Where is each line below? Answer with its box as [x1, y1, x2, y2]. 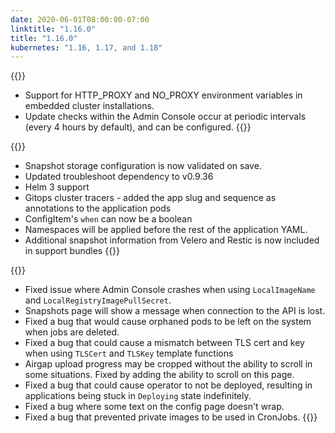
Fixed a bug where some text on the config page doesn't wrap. [24, 401, 285, 413]
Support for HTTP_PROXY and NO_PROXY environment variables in [24, 89, 303, 101]
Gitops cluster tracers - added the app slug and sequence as [24, 192, 277, 204]
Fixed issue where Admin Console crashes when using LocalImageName [24, 284, 316, 296]
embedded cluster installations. [24, 100, 155, 112]
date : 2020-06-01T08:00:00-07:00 [10, 14, 150, 25]
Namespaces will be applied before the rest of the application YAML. [24, 224, 308, 236]
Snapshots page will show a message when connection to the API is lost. [24, 305, 326, 317]
